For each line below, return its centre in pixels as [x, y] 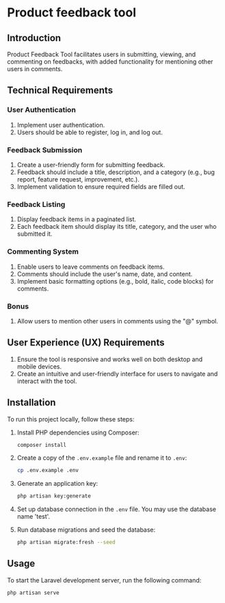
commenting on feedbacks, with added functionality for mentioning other [110, 62]
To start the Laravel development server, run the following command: [104, 580]
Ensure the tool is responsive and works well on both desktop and [110, 359]
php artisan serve [33, 593]
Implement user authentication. [61, 125]
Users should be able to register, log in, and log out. [90, 132]
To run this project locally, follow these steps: [71, 419]
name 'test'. [34, 517]
